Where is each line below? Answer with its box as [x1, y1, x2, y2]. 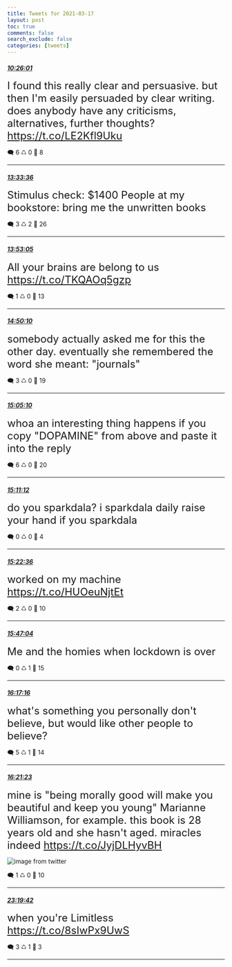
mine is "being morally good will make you [7, 789, 213, 802]
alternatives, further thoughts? [7, 117, 155, 130]
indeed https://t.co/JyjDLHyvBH [7, 838, 162, 852]
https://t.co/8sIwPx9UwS [7, 924, 130, 937]
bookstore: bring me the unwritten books [7, 201, 206, 214]
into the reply [7, 442, 72, 455]
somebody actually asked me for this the [7, 332, 206, 346]
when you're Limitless [7, 911, 114, 925]
